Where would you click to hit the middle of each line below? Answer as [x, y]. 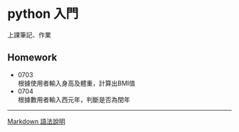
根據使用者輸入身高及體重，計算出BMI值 [76, 83]
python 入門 [43, 14]
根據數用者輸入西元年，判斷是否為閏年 [74, 99]
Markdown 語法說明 [36, 121]
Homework [32, 58]
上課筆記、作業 [29, 35]
